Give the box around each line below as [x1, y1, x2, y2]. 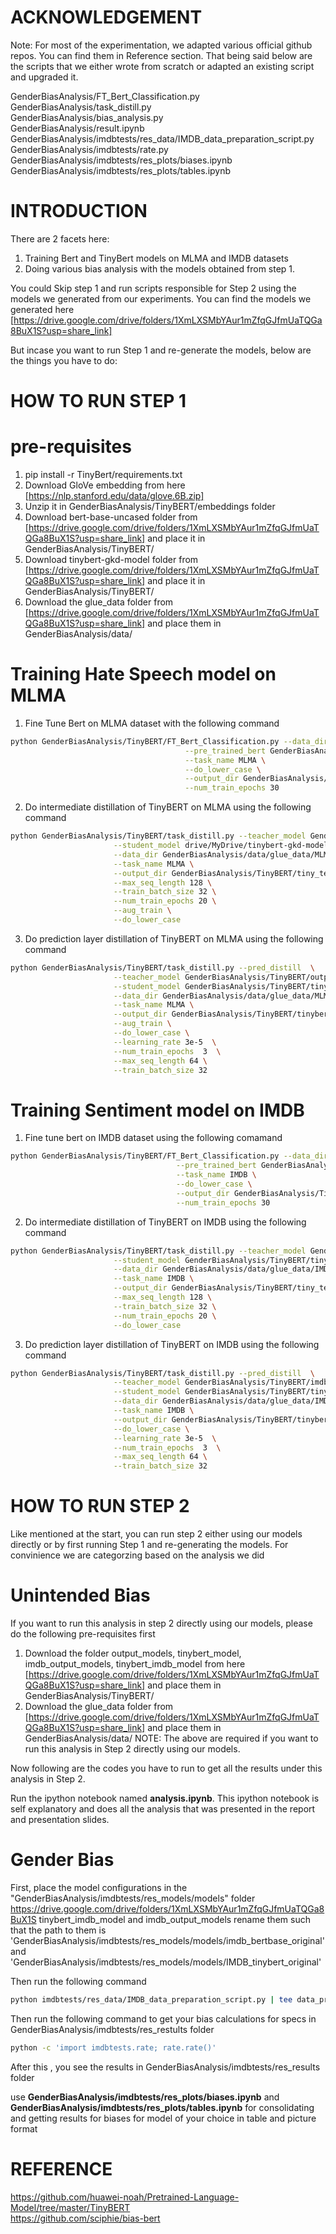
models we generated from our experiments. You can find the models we [10, 292, 312, 305]
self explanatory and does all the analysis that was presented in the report [10, 1803, 316, 1815]
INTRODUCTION [10, 200, 148, 223]
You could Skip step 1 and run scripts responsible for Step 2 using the [10, 282, 297, 294]
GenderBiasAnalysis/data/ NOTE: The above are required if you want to [24, 1732, 319, 1744]
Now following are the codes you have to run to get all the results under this [10, 1762, 323, 1774]
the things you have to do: [10, 354, 118, 366]
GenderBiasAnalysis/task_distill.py [10, 101, 152, 113]
